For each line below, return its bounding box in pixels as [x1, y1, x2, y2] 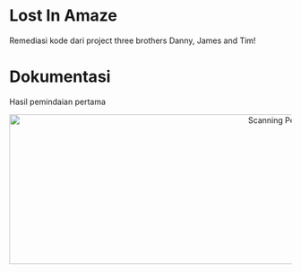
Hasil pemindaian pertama [9, 96, 106, 107]
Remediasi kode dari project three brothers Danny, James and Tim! [9, 35, 256, 46]
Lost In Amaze [9, 5, 118, 26]
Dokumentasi [9, 66, 111, 87]
